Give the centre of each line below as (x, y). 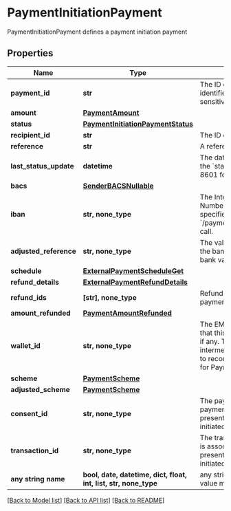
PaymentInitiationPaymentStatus (138, 124)
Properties (30, 53)
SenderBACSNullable (118, 186)
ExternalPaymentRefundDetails (135, 282)
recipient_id (30, 135)
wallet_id (26, 345)
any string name (38, 479)
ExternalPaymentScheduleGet (133, 271)
